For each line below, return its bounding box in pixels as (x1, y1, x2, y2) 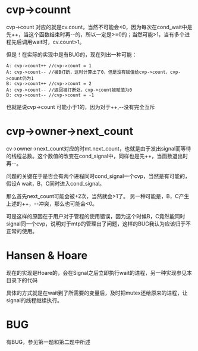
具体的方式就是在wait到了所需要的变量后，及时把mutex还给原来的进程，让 (6, 289, 188, 296)
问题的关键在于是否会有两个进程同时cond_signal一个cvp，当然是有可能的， (6, 173, 190, 180)
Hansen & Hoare (6, 249, 88, 262)
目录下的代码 (6, 277, 37, 284)
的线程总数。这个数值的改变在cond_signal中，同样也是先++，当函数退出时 (6, 152, 188, 159)
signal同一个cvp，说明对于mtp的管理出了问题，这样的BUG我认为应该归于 (6, 220, 186, 227)
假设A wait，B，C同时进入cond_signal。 (6, 180, 105, 187)
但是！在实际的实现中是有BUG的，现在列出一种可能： (6, 51, 138, 58)
